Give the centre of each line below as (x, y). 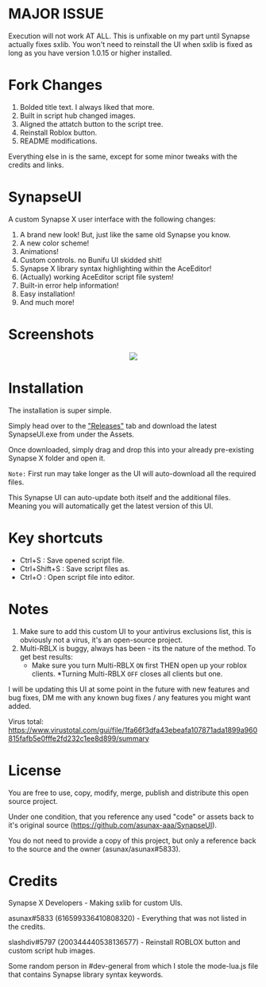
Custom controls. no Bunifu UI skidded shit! (91, 260)
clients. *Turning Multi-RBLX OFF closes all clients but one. (127, 673)
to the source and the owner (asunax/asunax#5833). (94, 848)
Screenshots (51, 335)
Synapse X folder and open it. (57, 458)
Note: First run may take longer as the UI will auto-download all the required (132, 473)
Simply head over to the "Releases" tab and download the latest (112, 425)
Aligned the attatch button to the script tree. (91, 123)
